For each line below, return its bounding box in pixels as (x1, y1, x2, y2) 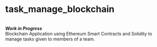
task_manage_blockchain (5, 3, 115, 15)
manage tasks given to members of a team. (5, 36, 95, 42)
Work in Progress (5, 25, 42, 31)
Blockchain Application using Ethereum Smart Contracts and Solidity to (5, 30, 152, 36)
